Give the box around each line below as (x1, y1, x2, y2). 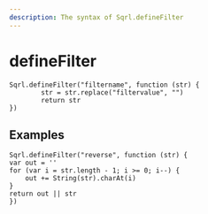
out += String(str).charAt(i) (25, 174, 137, 183)
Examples (9, 127, 65, 142)
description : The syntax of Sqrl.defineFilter (9, 12, 184, 22)
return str (41, 96, 81, 104)
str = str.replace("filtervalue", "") (41, 88, 184, 97)
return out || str (9, 189, 77, 199)
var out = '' (9, 158, 58, 168)
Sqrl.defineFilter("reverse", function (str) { (9, 151, 189, 160)
